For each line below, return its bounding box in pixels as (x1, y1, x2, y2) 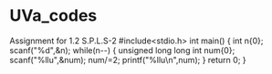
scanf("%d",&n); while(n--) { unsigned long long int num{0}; (9, 44, 235, 55)
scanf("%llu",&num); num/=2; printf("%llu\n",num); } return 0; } (9, 54, 246, 65)
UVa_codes (9, 5, 98, 26)
